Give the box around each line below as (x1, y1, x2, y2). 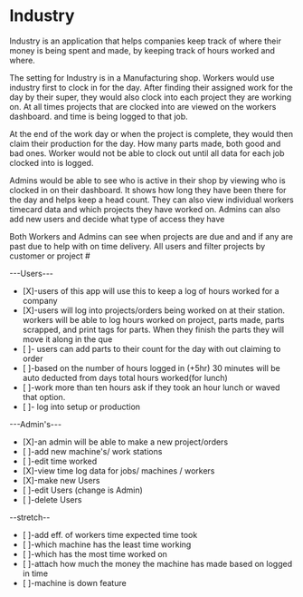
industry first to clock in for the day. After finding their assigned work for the (9, 82, 294, 93)
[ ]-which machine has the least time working (22, 539, 192, 550)
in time (22, 568, 48, 579)
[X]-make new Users (22, 475, 100, 485)
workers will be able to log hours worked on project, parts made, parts (22, 314, 285, 325)
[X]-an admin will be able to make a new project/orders (22, 436, 229, 447)
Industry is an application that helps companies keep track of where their (9, 35, 282, 46)
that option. (22, 391, 66, 402)
